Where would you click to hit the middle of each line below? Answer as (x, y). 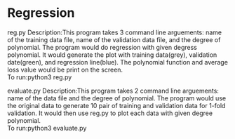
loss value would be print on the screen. (65, 69)
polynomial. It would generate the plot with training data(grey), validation (112, 55)
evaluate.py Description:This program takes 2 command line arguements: (113, 91)
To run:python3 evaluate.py (47, 128)
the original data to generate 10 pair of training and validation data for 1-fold (116, 105)
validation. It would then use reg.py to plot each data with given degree (110, 113)
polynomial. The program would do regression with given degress (102, 47)
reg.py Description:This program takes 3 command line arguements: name (115, 32)
